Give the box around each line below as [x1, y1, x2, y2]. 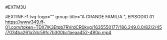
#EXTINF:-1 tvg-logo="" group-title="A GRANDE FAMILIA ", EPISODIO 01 [5, 14, 154, 19]
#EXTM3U [5, 4, 26, 10]
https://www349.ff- [5, 19, 45, 25]
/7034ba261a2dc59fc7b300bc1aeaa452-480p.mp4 [5, 30, 111, 35]
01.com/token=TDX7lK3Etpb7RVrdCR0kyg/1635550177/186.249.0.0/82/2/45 [5, 24, 162, 30]
